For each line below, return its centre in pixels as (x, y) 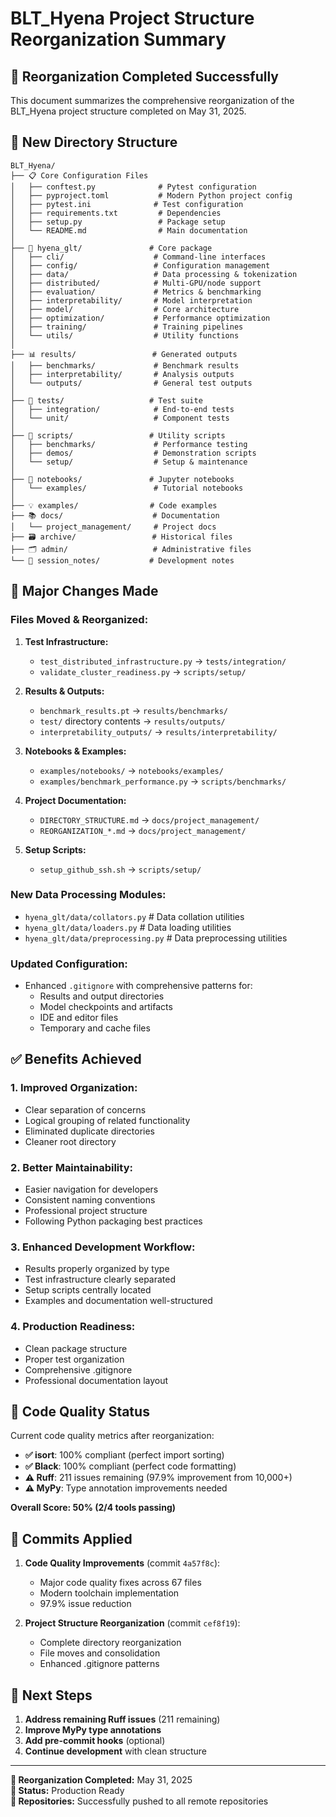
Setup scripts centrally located (88, 1290)
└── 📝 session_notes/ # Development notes (122, 560)
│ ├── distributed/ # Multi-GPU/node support (136, 283)
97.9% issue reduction (85, 1604)
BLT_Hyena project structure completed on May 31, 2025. (128, 111)
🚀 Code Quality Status (80, 1412)
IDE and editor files (79, 1018)
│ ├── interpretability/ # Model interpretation (131, 300)
